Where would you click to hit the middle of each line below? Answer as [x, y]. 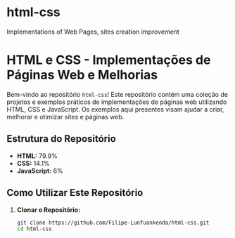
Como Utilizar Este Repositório [75, 193]
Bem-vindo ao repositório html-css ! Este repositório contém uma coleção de [117, 94]
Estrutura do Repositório [62, 139]
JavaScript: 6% [40, 171]
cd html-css [34, 229]
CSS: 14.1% [33, 163]
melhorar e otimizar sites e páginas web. [65, 117]
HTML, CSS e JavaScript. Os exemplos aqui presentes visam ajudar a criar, [115, 109]
